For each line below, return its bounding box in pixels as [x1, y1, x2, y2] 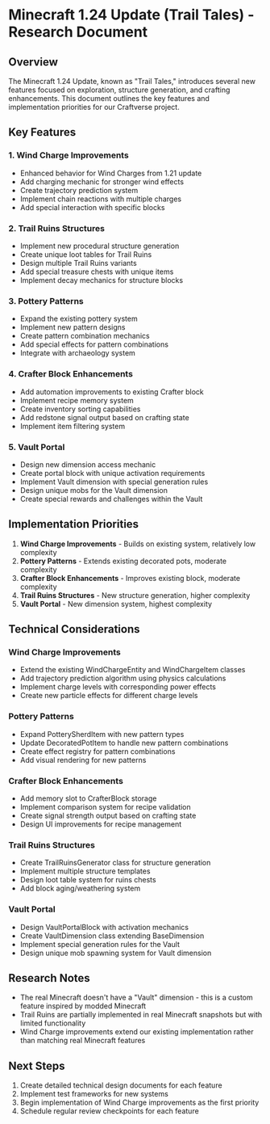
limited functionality [19, 1018, 86, 1028]
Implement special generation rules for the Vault [19, 939, 180, 949]
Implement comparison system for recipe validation [19, 802, 191, 811]
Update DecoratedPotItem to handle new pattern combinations [19, 738, 229, 747]
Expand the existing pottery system [19, 314, 139, 324]
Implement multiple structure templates [19, 866, 151, 876]
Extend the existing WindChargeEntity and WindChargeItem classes [19, 665, 246, 675]
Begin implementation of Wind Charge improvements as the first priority [19, 1097, 260, 1108]
